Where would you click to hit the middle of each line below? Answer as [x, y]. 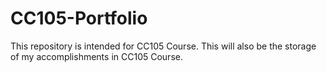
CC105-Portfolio [79, 18]
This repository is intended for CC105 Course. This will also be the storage [163, 46]
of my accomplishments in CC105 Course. [96, 56]
